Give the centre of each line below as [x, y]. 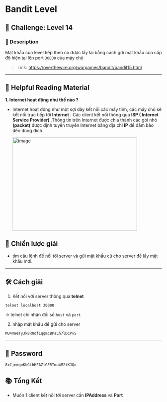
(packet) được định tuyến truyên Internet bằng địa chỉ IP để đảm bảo [83, 125]
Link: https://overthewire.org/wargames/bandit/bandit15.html [80, 67]
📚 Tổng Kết [24, 381]
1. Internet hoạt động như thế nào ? [42, 100]
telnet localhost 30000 [30, 305]
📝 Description [22, 42]
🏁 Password [24, 353]
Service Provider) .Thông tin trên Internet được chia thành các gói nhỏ [85, 120]
